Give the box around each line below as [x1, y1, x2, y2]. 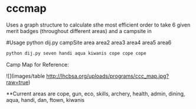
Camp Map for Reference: [6, 61, 69, 68]
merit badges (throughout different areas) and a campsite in [6, 27, 152, 34]
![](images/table [6, 72, 45, 80]
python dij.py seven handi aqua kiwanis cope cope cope [6, 50, 146, 56]
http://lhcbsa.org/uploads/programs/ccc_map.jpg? [46, 72, 169, 80]
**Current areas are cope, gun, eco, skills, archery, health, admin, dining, [6, 90, 185, 97]
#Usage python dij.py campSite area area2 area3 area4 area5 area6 [6, 39, 172, 46]
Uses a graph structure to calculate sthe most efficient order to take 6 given [6, 21, 191, 28]
